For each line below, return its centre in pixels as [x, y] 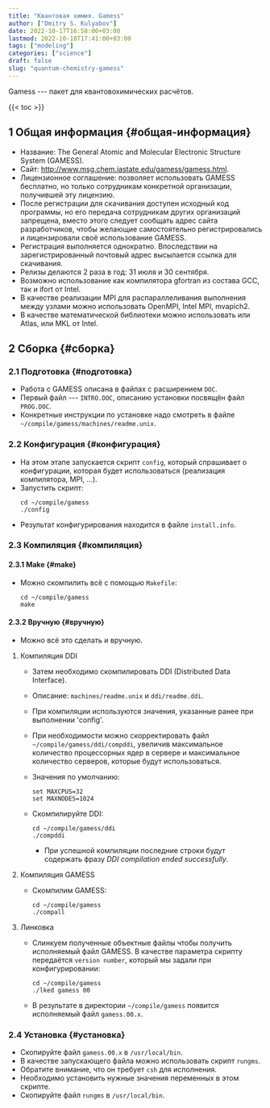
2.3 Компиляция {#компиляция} [76, 546]
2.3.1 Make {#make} [42, 565]
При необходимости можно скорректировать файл [120, 735]
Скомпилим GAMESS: [69, 890]
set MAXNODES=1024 [63, 799]
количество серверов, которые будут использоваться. [127, 761]
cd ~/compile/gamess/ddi [74, 828]
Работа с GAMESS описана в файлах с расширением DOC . [118, 389]
